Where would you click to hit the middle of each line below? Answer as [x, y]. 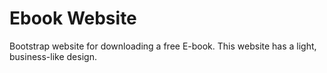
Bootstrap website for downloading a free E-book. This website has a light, [163, 46]
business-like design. [53, 56]
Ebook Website [73, 18]
